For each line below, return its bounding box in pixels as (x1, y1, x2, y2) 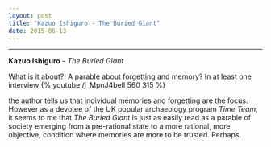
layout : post (8, 11, 52, 20)
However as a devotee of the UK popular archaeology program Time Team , (8, 104, 258, 114)
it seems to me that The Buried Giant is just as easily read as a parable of (8, 113, 252, 123)
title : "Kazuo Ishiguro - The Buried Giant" (8, 19, 161, 27)
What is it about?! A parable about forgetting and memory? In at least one (8, 71, 252, 81)
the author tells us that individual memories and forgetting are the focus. (8, 96, 248, 105)
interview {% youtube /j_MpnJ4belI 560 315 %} (8, 80, 166, 90)
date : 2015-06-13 (8, 27, 67, 35)
